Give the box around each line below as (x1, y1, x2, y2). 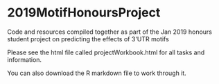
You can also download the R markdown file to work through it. (7, 69, 187, 77)
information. (7, 55, 42, 63)
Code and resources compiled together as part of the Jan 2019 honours (7, 28, 213, 36)
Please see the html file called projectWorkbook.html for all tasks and (7, 48, 205, 56)
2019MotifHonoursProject (7, 5, 161, 21)
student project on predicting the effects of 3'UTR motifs (7, 34, 170, 43)
